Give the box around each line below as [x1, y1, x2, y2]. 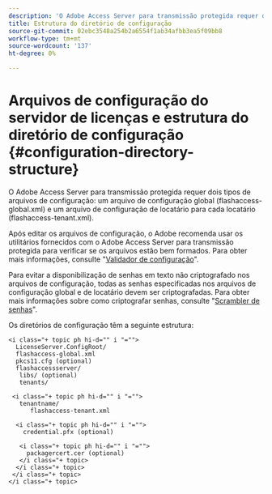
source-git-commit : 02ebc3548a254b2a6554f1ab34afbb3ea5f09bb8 [8, 27, 223, 35]
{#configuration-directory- [8, 143, 194, 162]
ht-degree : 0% [8, 49, 57, 57]
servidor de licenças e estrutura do [8, 109, 249, 127]
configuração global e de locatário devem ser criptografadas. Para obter [8, 287, 250, 296]
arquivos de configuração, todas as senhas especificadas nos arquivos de [8, 279, 257, 288]
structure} [8, 160, 79, 179]
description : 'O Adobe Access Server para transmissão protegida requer [8, 11, 259, 20]
